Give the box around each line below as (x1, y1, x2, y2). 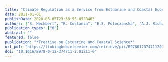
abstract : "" (5, 30, 32, 35)
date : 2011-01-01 (5, 12, 41, 17)
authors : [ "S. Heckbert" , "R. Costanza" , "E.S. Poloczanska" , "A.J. (5, 21, 151, 26)
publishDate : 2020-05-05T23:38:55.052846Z (5, 16, 95, 21)
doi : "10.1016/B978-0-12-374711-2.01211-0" (5, 49, 97, 54)
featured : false (5, 35, 39, 40)
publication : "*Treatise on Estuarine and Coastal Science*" (5, 40, 135, 45)
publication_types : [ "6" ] (5, 26, 59, 31)
